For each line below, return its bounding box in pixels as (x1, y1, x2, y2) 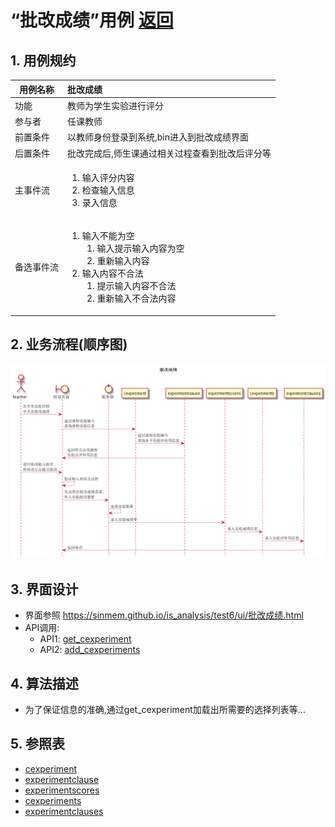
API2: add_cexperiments (39, 644, 141, 656)
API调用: (24, 622, 60, 634)
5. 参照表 (10, 736, 65, 753)
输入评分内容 (81, 171, 135, 183)
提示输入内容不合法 (96, 280, 177, 291)
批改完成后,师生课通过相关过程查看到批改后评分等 (67, 147, 272, 159)
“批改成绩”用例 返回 (10, 9, 174, 32)
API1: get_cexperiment (39, 633, 132, 645)
